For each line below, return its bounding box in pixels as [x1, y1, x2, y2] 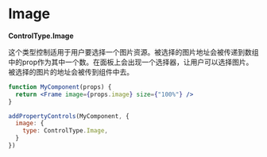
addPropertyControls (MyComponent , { [8, 112, 130, 120]
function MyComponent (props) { [8, 82, 112, 91]
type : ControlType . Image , [22, 127, 109, 135]
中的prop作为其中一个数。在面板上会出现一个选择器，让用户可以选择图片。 [8, 57, 253, 67]
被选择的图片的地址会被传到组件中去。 [8, 67, 133, 76]
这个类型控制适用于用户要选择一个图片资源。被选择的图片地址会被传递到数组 [8, 47, 259, 56]
